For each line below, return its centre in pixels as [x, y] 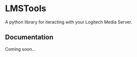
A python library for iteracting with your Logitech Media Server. [69, 22]
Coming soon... [20, 49]
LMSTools [26, 9]
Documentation [29, 37]
